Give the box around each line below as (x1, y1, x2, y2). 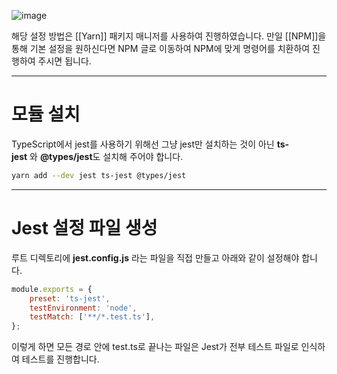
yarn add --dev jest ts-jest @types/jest (11, 170, 187, 180)
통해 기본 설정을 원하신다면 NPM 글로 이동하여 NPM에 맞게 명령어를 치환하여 (11, 43, 311, 54)
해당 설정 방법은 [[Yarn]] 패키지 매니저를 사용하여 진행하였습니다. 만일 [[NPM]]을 (11, 30, 327, 42)
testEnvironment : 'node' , (29, 303, 138, 313)
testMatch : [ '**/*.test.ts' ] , (29, 312, 156, 322)
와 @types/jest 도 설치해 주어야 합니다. (29, 150, 184, 162)
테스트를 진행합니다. (21, 353, 100, 365)
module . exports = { (11, 284, 93, 294)
